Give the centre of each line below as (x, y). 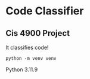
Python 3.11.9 (22, 69)
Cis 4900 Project (38, 33)
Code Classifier (45, 11)
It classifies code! (27, 47)
